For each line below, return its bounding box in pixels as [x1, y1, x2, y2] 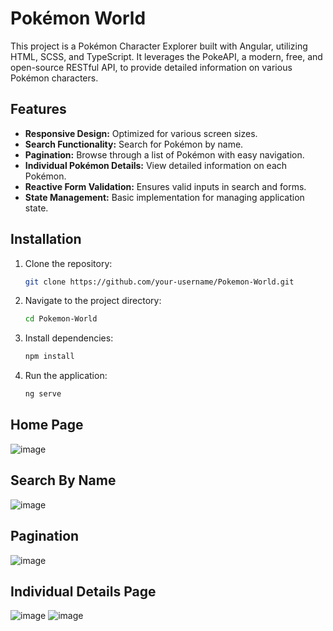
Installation [10, 231, 82, 248]
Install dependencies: [24, 332, 114, 344]
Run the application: [24, 370, 108, 382]
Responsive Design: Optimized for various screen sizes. [24, 127, 258, 139]
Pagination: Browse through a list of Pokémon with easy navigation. [24, 148, 305, 161]
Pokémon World [10, 7, 147, 30]
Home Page [10, 417, 84, 434]
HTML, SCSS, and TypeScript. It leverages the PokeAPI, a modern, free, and [10, 50, 323, 62]
